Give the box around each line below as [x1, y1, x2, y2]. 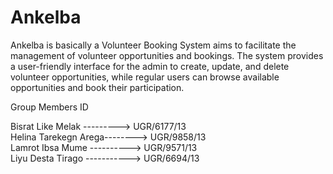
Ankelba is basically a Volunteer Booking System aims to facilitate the [10, 39, 297, 51]
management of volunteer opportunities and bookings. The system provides [10, 49, 324, 61]
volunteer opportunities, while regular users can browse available [10, 71, 280, 83]
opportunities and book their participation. [10, 81, 185, 93]
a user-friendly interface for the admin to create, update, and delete [10, 60, 290, 72]
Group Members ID [10, 101, 89, 113]
